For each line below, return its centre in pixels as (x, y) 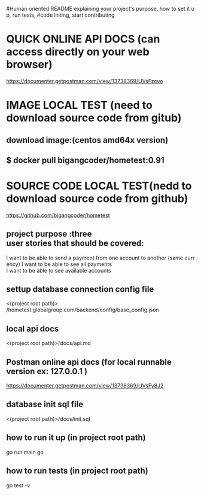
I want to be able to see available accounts (59, 270)
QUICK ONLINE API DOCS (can (83, 39)
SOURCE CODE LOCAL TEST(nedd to (99, 186)
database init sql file (45, 404)
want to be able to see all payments (68, 264)
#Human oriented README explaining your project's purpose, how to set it (98, 9)
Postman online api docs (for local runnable (89, 362)
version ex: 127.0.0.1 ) (47, 371)
